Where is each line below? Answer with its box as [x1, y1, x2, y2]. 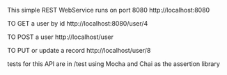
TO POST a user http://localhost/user [7, 33, 113, 41]
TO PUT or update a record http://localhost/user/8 [7, 47, 151, 54]
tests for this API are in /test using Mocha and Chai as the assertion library [7, 60, 221, 68]
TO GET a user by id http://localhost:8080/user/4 [7, 19, 148, 27]
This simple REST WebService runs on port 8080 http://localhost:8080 [7, 6, 210, 14]
